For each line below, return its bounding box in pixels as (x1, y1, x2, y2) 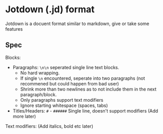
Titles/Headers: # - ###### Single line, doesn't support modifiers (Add (12, 107, 158, 114)
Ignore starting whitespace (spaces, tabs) (20, 102, 108, 108)
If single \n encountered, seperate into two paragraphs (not (20, 75, 145, 81)
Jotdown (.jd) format (5, 4, 95, 15)
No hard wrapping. (20, 70, 60, 76)
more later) (12, 113, 36, 119)
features (5, 26, 23, 32)
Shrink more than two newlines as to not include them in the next (20, 86, 157, 92)
